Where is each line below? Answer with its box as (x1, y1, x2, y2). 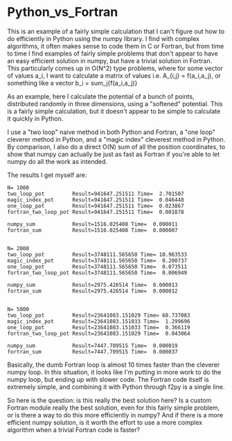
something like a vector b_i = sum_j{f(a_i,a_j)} (7, 78, 138, 87)
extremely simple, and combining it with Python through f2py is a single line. (7, 383, 225, 391)
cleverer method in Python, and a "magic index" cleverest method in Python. (7, 135, 226, 143)
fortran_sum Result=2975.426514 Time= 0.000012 (7, 288, 178, 294)
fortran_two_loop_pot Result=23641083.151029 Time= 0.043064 (7, 330, 190, 337)
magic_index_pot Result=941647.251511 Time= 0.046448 (7, 196, 185, 203)
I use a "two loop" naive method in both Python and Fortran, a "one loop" (7, 128, 216, 136)
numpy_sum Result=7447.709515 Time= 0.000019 (7, 342, 178, 349)
